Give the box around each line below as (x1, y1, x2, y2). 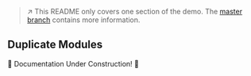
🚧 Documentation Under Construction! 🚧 (7, 59, 140, 68)
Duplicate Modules (7, 38, 103, 51)
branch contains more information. (26, 15, 141, 25)
